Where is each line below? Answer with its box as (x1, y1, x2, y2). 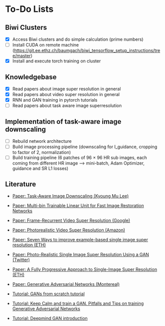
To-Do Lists (5, 3, 54, 15)
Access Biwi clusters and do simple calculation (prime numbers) (12, 36, 144, 42)
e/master (12, 53, 31, 59)
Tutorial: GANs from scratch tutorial (12, 291, 85, 297)
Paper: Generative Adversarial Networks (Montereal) (12, 281, 120, 287)
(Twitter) (12, 257, 30, 263)
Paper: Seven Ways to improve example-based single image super (12, 237, 149, 243)
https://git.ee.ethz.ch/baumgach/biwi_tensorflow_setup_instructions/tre (14, 48, 161, 54)
